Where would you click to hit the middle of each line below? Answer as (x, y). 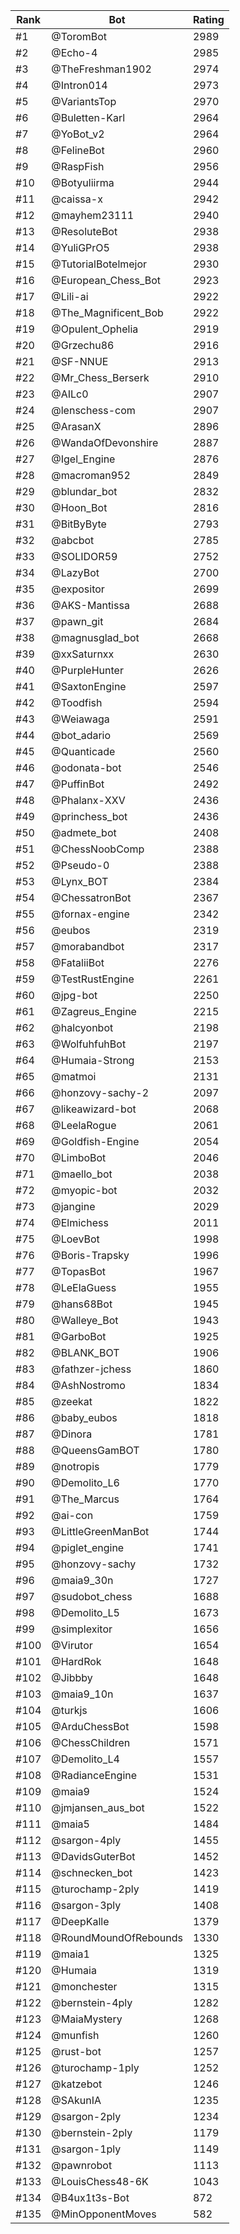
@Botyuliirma (83, 182)
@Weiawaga (80, 719)
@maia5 (70, 1824)
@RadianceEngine (94, 1775)
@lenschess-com (93, 410)
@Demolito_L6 (85, 1482)
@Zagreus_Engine (94, 1011)
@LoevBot (75, 1239)
